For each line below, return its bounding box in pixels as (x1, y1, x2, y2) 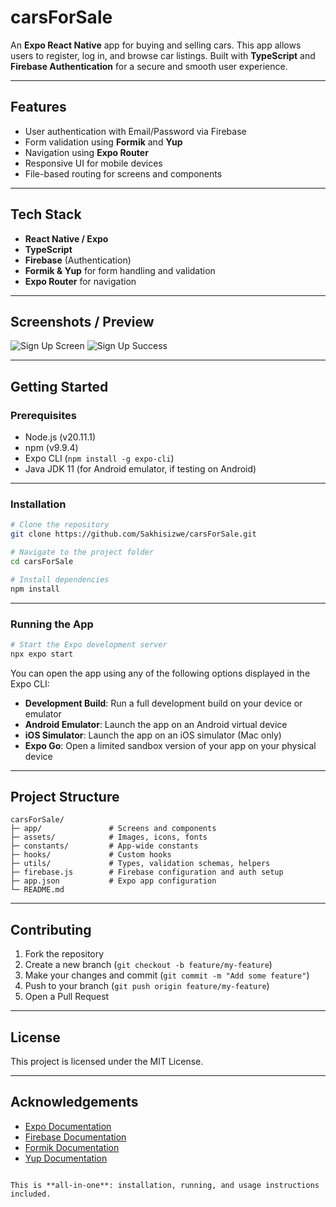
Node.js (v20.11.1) (24, 431, 97, 443)
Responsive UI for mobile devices (24, 157, 163, 169)
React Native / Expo (24, 232, 109, 245)
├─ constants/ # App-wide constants (10, 841, 199, 851)
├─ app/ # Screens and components (10, 824, 217, 834)
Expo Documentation (24, 1120, 112, 1132)
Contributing (10, 921, 92, 938)
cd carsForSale (10, 556, 74, 566)
